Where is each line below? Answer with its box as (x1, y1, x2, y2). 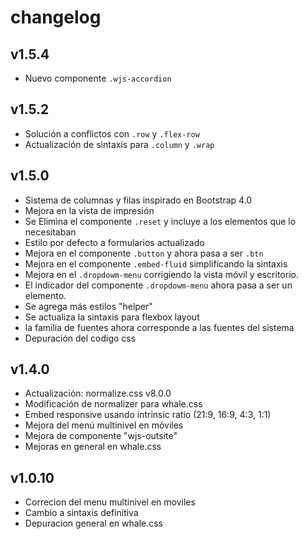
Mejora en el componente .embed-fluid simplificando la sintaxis (24, 257, 288, 270)
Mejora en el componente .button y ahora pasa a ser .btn (24, 247, 264, 259)
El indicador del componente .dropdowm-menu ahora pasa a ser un (24, 279, 293, 291)
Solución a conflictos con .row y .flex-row (24, 127, 200, 140)
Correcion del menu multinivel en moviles (24, 496, 196, 508)
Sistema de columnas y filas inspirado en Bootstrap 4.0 (24, 194, 253, 206)
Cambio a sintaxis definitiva (24, 507, 139, 519)
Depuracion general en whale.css (24, 517, 164, 530)
